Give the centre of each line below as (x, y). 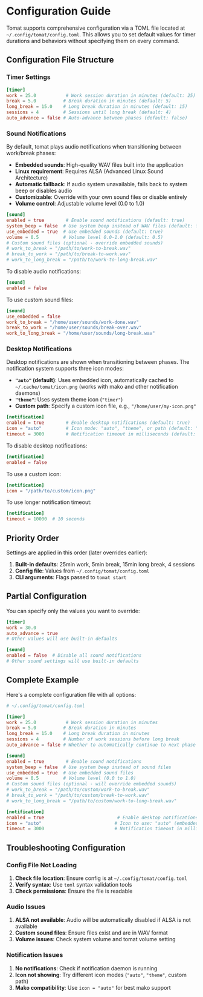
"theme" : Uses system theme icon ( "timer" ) (69, 400)
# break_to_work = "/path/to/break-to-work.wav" (69, 254)
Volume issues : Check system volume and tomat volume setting (95, 939)
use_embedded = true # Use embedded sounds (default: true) (85, 232)
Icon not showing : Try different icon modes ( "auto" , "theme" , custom (101, 975)
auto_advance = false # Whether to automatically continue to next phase (101, 745)
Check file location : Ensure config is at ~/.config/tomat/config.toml (101, 878)
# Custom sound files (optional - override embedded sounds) (85, 243)
